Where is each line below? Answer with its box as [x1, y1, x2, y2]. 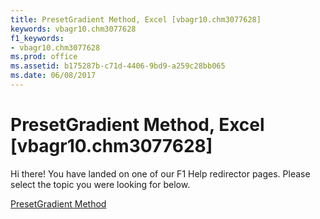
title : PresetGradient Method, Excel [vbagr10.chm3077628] [10, 14, 262, 25]
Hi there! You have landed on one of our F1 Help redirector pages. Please [10, 167, 311, 180]
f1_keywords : [10, 33, 65, 43]
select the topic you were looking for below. [10, 178, 191, 190]
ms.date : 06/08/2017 [10, 71, 97, 81]
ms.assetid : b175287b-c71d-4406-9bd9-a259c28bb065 [10, 61, 226, 71]
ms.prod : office [10, 52, 78, 62]
